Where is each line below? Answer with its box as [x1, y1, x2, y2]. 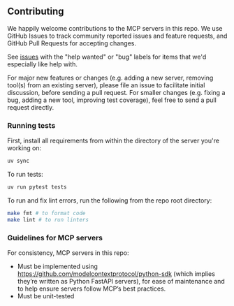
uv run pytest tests [7, 183, 68, 191]
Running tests [7, 120, 56, 130]
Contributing [7, 6, 64, 17]
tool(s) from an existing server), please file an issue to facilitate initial [7, 80, 205, 89]
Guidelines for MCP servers [7, 233, 103, 242]
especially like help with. [7, 59, 78, 68]
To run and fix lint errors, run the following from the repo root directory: [7, 196, 212, 205]
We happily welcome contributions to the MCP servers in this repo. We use [7, 24, 223, 32]
